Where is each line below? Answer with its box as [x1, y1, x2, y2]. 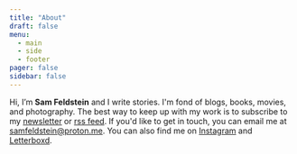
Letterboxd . [9, 134, 52, 145]
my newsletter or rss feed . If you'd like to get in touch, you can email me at [9, 115, 287, 126]
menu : [9, 30, 30, 39]
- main [17, 38, 42, 48]
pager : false [9, 64, 59, 73]
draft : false [9, 22, 59, 31]
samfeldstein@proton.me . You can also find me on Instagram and [9, 125, 253, 136]
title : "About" [9, 13, 67, 23]
